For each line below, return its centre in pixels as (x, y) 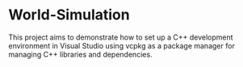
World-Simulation (69, 15)
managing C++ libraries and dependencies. (80, 54)
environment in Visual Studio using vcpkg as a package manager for (122, 45)
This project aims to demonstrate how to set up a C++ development (121, 37)
